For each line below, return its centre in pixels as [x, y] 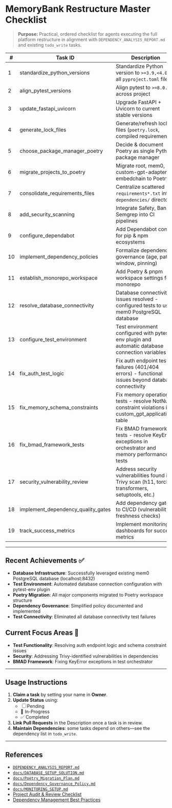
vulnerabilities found [140, 475]
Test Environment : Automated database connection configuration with [87, 584]
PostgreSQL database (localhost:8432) [54, 578]
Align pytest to [133, 87]
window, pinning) [137, 263]
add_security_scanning [47, 214]
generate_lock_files [43, 130]
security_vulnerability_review [54, 482]
